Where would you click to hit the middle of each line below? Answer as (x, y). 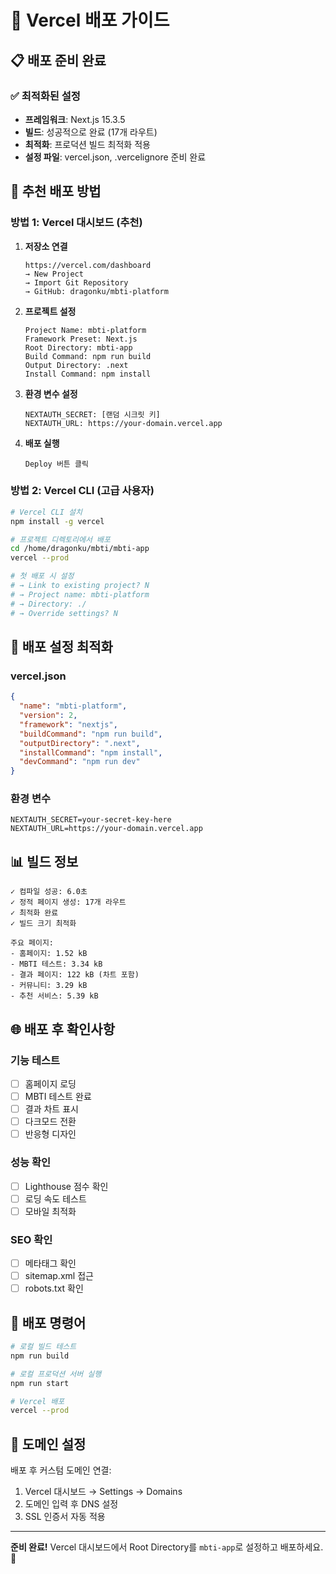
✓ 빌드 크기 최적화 (43, 924)
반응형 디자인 (50, 1134)
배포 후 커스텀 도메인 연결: (61, 1470)
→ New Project (54, 274)
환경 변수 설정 (51, 393)
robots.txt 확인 (54, 1288)
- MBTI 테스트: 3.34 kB (56, 964)
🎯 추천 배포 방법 (56, 191)
